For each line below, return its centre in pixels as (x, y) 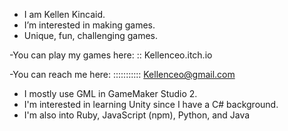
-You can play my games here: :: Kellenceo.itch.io (111, 55)
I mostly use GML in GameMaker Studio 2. (110, 93)
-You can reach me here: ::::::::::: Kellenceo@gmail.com (122, 74)
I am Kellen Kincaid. (64, 14)
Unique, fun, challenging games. (90, 35)
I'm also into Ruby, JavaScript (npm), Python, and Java (137, 115)
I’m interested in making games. (89, 25)
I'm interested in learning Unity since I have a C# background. (151, 104)
